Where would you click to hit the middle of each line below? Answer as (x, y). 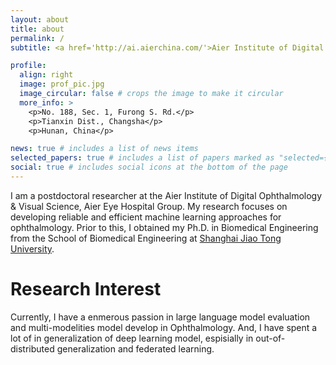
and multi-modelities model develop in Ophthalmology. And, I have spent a (164, 327)
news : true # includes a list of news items (104, 149)
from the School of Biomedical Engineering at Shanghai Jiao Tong (146, 238)
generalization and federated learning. (135, 348)
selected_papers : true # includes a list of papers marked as (142, 158)
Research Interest (86, 289)
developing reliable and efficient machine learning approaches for (146, 217)
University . (32, 248)
